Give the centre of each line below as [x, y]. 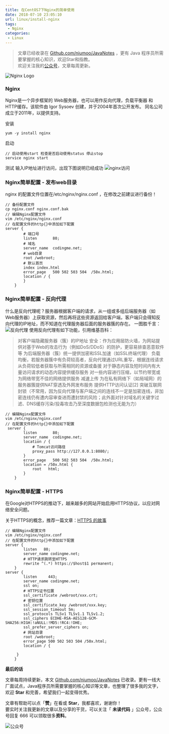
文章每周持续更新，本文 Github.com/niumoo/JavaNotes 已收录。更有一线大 [83, 680]
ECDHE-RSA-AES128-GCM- [74, 619]
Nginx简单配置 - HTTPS [34, 491]
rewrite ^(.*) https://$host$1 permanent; [69, 564]
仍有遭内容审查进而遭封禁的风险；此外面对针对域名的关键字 [93, 397]
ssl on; [31, 586]
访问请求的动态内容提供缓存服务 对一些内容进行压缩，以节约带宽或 [91, 372]
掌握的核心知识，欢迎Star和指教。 [57, 59]
